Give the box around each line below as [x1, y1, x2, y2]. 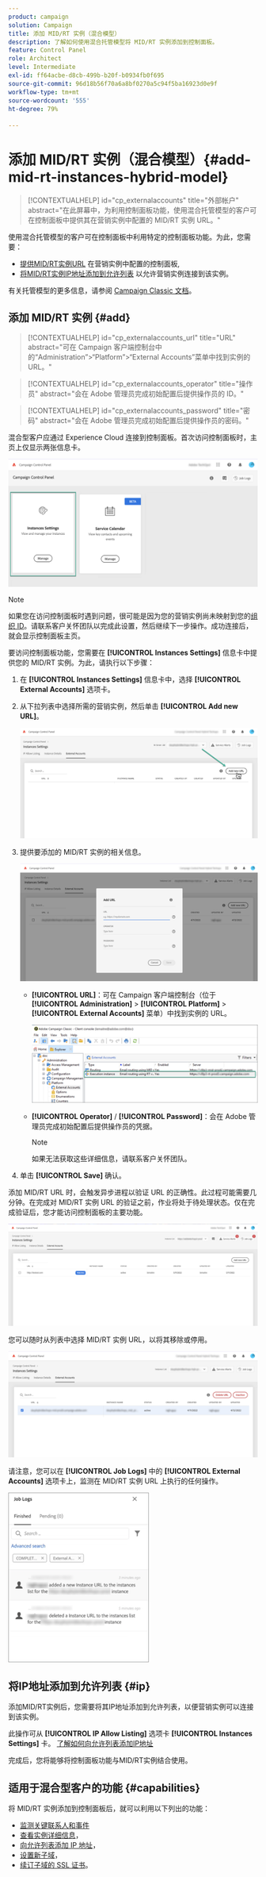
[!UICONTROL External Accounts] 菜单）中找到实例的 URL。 [31, 1008, 232, 1017]
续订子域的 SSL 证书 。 [19, 1860, 93, 1870]
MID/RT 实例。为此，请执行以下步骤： [30, 658, 154, 667]
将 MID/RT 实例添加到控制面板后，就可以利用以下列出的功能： [8, 1804, 210, 1814]
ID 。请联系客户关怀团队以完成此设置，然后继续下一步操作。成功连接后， [17, 621, 253, 631]
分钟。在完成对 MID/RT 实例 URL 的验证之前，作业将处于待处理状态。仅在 [8, 1198, 249, 1207]
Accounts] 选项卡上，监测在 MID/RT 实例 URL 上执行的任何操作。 [8, 1476, 223, 1486]
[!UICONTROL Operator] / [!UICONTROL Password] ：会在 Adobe [31, 1112, 247, 1121]
